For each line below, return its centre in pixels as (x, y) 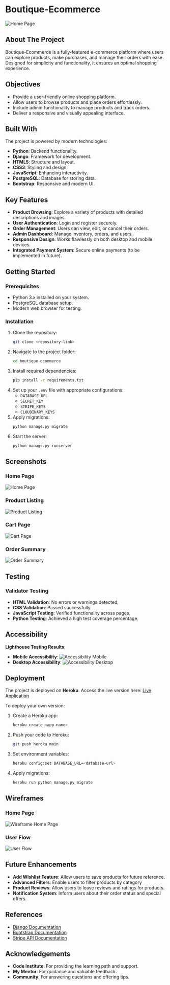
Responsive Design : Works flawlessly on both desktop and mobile (82, 239)
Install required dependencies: (45, 371)
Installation (20, 322)
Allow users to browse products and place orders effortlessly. (77, 102)
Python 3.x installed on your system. (51, 297)
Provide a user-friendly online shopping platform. (64, 97)
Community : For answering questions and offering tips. (71, 977)
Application (17, 696)
